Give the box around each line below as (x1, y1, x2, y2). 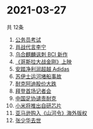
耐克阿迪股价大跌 (15, 80, 57, 87)
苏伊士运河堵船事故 (15, 73, 62, 80)
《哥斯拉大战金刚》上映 (15, 58, 72, 65)
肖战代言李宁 (15, 43, 46, 50)
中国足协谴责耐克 (15, 94, 57, 101)
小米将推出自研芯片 (15, 102, 62, 109)
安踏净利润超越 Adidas (15, 65, 70, 72)
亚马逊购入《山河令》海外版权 (15, 109, 87, 116)
